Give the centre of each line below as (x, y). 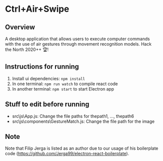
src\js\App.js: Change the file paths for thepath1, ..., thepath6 (73, 116)
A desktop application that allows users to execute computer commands (77, 39)
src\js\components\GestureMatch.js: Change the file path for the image (83, 121)
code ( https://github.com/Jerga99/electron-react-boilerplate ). (67, 154)
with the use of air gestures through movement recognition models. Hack (78, 44)
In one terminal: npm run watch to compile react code (65, 84)
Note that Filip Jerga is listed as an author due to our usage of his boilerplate (82, 148)
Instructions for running (42, 67)
